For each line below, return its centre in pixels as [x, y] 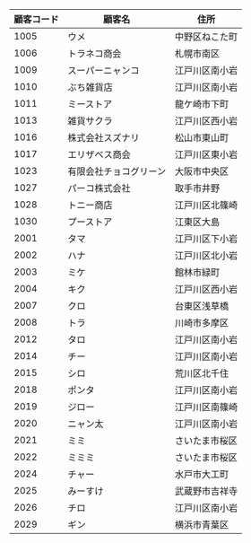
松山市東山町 [202, 138]
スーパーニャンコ [104, 70]
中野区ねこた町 [206, 37]
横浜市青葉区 [202, 525]
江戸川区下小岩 [206, 239]
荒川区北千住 [202, 373]
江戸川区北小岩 [206, 255]
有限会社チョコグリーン [117, 171]
